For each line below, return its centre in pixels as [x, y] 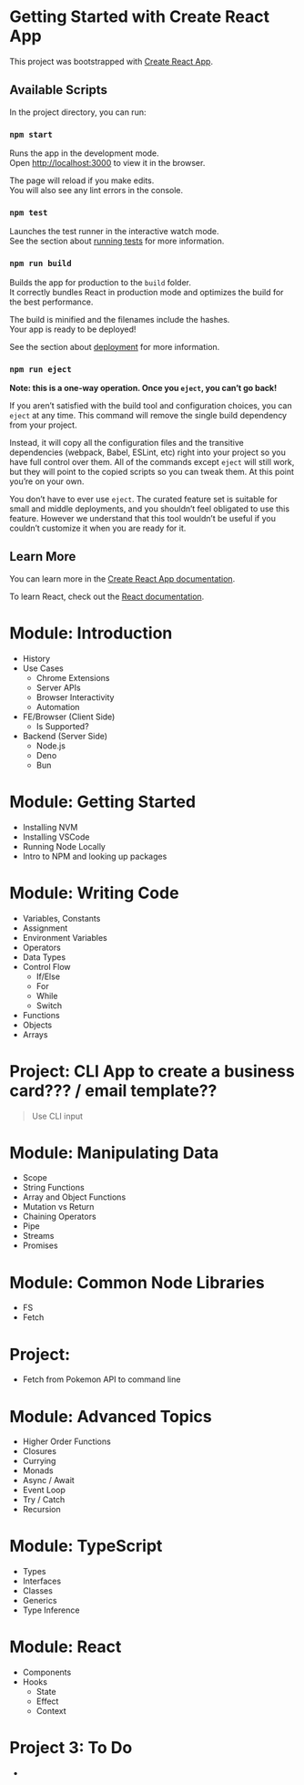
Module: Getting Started [103, 802]
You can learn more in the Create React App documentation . [122, 578]
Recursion [41, 1510]
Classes [37, 1591]
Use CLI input [57, 1116]
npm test [29, 212]
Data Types [44, 957]
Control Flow [46, 966]
